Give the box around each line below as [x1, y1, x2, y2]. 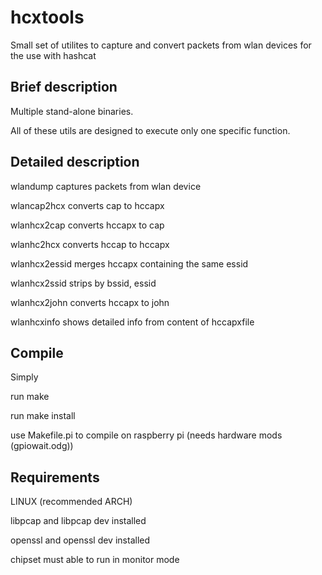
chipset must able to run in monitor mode [10, 554, 180, 566]
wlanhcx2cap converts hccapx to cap [10, 219, 165, 231]
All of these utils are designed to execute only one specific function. [10, 124, 291, 136]
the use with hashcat [10, 49, 97, 61]
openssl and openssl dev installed [10, 534, 151, 546]
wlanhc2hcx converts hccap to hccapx [10, 238, 170, 250]
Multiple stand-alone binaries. [10, 105, 134, 117]
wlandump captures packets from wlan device [10, 180, 202, 192]
